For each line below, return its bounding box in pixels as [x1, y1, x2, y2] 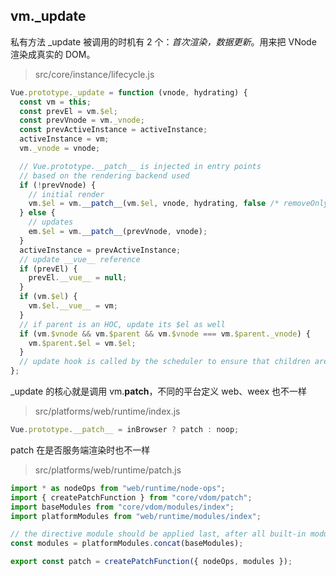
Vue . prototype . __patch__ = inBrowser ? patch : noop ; [10, 425, 240, 435]
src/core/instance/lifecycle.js [34, 68, 155, 80]
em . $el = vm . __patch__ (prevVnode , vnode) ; [28, 227, 208, 237]
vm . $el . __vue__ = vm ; [28, 301, 118, 311]
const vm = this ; [19, 97, 92, 107]
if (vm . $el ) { [19, 292, 78, 302]
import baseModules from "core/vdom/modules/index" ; [10, 502, 235, 512]
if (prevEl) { [19, 264, 78, 274]
